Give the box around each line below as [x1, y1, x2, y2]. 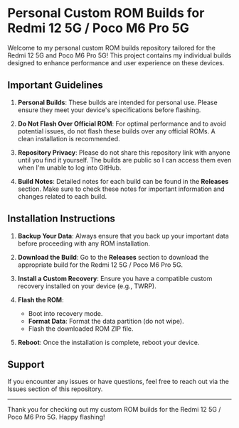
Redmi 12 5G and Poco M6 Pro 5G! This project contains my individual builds [7, 51, 232, 60]
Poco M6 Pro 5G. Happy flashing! [7, 413, 105, 422]
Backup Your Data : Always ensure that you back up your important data [17, 231, 229, 240]
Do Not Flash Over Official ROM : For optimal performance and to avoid [17, 119, 226, 128]
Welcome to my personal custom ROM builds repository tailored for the [7, 43, 216, 52]
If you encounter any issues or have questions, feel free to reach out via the [7, 378, 229, 386]
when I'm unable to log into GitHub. [17, 163, 122, 172]
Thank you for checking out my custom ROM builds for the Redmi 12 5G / [7, 405, 221, 414]
